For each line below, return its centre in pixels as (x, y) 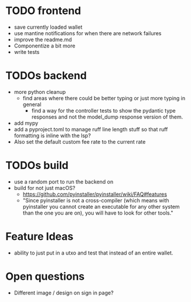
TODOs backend (46, 76)
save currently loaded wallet (48, 27)
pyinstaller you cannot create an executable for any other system (101, 206)
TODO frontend (43, 11)
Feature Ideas (40, 236)
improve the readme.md (43, 39)
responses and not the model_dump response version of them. (107, 117)
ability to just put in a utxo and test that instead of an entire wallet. (93, 253)
